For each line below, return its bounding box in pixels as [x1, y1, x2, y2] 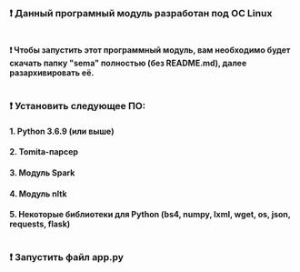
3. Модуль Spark [9, 167, 75, 178]
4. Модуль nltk [9, 188, 67, 199]
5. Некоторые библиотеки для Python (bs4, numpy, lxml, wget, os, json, [9, 209, 291, 220]
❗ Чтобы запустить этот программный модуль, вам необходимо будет [9, 45, 291, 55]
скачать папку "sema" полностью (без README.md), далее [9, 57, 247, 69]
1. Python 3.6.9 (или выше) [9, 126, 115, 136]
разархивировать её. [9, 67, 95, 78]
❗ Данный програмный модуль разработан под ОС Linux [9, 6, 273, 19]
